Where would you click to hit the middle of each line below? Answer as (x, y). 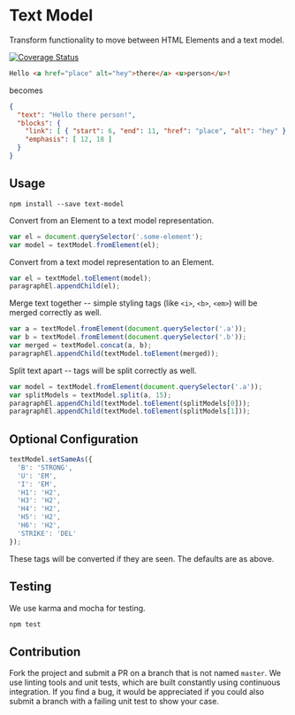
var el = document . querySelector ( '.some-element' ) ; (106, 237)
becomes (26, 90)
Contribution (45, 652)
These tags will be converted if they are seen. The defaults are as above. (142, 558)
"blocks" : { (39, 123)
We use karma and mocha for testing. (77, 608)
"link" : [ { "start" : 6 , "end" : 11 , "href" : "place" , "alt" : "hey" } (156, 131)
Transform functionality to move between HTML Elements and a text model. (147, 40)
